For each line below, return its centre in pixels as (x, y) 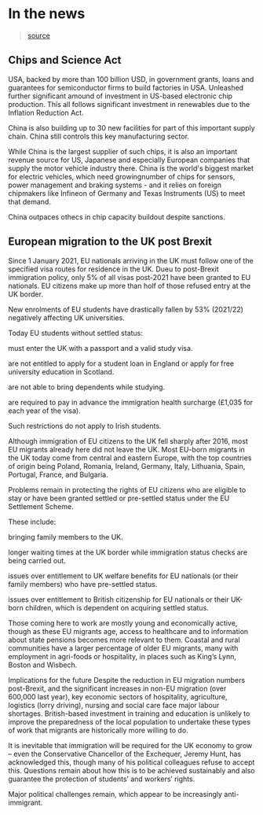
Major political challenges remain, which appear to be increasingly (115, 794)
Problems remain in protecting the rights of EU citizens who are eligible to (127, 489)
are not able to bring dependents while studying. (87, 387)
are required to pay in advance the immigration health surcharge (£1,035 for (131, 402)
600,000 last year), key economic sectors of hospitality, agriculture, (118, 696)
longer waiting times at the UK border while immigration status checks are (128, 552)
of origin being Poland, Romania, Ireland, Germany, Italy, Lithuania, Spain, (127, 466)
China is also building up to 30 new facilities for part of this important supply (131, 127)
